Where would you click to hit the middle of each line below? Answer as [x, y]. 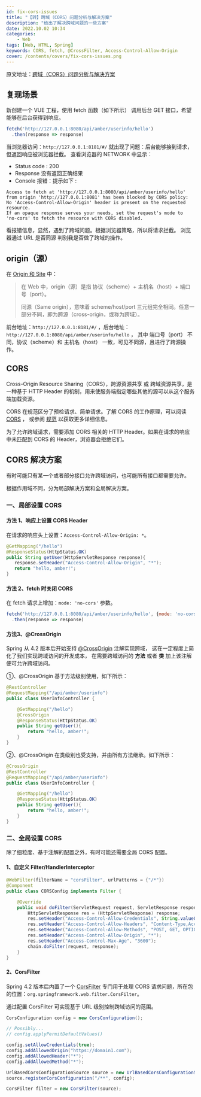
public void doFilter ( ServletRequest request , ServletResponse [98, 907]
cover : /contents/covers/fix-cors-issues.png [64, 56]
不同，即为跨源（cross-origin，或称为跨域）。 [87, 314]
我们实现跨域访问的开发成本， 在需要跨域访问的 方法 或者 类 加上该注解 [104, 656]
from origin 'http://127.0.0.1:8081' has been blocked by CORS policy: [97, 197]
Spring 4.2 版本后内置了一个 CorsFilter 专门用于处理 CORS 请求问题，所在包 [100, 986]
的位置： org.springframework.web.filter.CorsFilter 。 [74, 993]
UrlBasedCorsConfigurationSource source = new [65, 1072]
